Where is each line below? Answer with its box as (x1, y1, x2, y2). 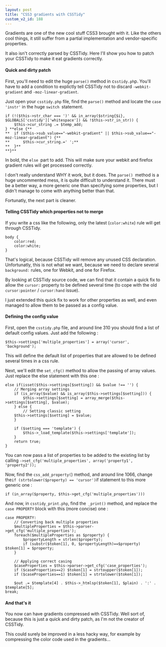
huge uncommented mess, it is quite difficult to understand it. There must (5, 177, 155, 183)
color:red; (14, 239, 37, 244)
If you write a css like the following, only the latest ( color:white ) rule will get (5, 219, 161, 225)
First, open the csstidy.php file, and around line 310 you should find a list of (5, 324, 160, 330)
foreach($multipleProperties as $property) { (14, 533, 110, 538)
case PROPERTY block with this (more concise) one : (5, 506, 109, 512)
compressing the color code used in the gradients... (5, 637, 111, 643)
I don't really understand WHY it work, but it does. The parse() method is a (5, 172, 160, 178)
